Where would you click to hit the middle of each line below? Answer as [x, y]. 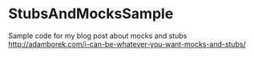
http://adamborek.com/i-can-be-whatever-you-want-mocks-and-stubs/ [127, 44]
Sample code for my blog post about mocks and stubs [98, 36]
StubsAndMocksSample [91, 14]
